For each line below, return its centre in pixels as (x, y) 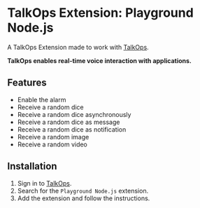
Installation (32, 166)
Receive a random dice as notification (72, 129)
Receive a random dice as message (69, 122)
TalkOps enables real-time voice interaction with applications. (100, 60)
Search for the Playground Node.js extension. (83, 190)
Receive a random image (53, 137)
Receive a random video (52, 144)
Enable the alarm (42, 99)
